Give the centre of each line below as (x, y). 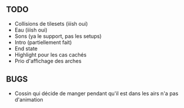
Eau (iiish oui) (31, 30)
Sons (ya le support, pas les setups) (58, 36)
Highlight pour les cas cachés (50, 54)
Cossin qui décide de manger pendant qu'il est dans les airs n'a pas (96, 93)
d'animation (29, 99)
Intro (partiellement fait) (43, 42)
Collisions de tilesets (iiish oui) (51, 23)
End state (26, 48)
